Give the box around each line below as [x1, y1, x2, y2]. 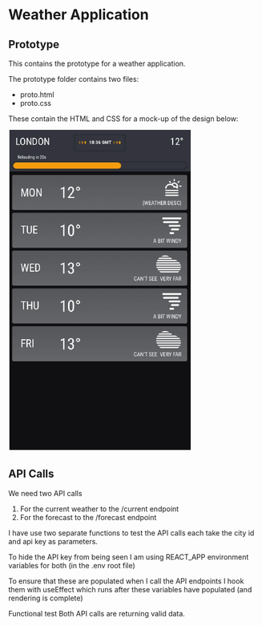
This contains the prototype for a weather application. [8, 59, 186, 68]
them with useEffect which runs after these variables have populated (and [8, 584, 252, 594]
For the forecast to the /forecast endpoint [19, 512, 157, 522]
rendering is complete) [8, 593, 83, 603]
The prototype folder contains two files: [8, 75, 139, 83]
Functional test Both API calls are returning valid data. [8, 608, 186, 618]
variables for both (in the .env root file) [8, 560, 136, 570]
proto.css [19, 99, 52, 107]
